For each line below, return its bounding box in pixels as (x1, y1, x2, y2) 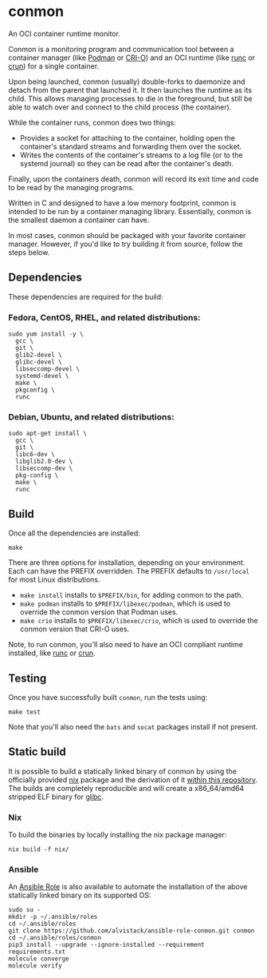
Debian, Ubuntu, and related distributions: (8, 411, 175, 422)
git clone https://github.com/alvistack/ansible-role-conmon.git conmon (8, 927, 255, 935)
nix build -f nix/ (8, 845, 69, 853)
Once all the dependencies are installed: (8, 528, 141, 538)
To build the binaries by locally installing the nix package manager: (8, 830, 227, 840)
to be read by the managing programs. (8, 182, 135, 192)
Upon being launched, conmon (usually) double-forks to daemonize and (8, 77, 245, 86)
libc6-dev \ (15, 451, 56, 459)
